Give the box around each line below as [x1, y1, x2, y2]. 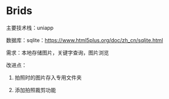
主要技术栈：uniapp [6, 24, 54, 31]
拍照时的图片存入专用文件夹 [14, 74, 82, 81]
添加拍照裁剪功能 [14, 86, 56, 93]
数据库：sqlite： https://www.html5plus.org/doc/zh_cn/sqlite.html [6, 36, 163, 43]
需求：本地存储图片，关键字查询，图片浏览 [6, 49, 109, 56]
